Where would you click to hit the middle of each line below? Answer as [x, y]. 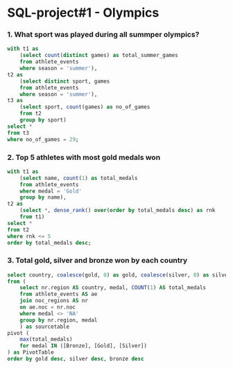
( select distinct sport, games [65, 81]
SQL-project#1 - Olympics [83, 13]
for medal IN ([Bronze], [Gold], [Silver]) [84, 346]
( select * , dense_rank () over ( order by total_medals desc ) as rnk [118, 211]
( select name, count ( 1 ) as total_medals [79, 178]
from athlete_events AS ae [59, 294]
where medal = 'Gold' [51, 191]
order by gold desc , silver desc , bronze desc [76, 359]
